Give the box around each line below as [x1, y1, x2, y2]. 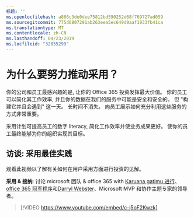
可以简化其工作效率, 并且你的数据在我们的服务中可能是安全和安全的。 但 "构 [6, 96, 189, 103]
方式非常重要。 [6, 110, 42, 117]
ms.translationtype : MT [6, 24, 64, 31]
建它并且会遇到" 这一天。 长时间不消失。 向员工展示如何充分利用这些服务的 [6, 103, 187, 110]
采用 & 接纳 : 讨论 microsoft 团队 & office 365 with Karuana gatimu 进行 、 [6, 177, 180, 184]
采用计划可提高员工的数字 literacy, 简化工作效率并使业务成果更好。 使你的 [6, 123, 183, 129]
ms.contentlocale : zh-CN [6, 30, 67, 36]
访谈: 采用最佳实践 [6, 149, 72, 159]
